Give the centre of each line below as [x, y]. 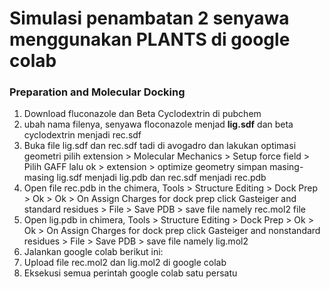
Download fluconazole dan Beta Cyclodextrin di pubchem [142, 114]
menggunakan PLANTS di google [150, 39]
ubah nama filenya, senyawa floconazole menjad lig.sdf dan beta [158, 124]
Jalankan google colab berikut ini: [93, 252]
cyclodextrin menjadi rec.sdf [82, 135]
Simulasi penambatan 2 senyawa [149, 18]
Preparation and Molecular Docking [97, 92]
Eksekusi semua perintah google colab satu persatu [130, 273]
